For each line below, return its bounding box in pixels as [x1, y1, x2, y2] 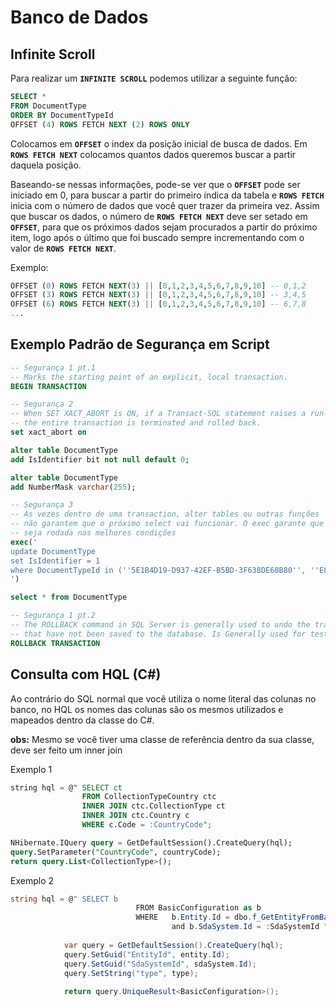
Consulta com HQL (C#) [10, 666, 162, 683]
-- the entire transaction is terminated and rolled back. [10, 418, 262, 428]
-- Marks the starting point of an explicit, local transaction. [10, 372, 288, 382]
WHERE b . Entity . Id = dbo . [135, 912, 253, 923]
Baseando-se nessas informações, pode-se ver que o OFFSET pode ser [10, 178, 301, 190]
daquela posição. [10, 159, 82, 171]
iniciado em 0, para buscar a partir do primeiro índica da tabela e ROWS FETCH [10, 189, 325, 201]
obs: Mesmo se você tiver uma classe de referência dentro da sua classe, [10, 733, 315, 745]
